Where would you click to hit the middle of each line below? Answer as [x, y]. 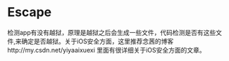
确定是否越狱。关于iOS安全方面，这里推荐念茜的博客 [98, 41]
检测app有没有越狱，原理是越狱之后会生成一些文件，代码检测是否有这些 [112, 32]
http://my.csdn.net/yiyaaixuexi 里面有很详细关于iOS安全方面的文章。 [106, 50]
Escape [30, 12]
